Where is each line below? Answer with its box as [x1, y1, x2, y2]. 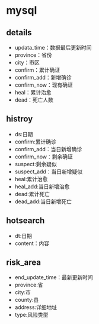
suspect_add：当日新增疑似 [14, 168, 83, 175]
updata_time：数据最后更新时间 [14, 44, 92, 51]
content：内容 [14, 240, 49, 247]
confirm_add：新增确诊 [14, 74, 72, 81]
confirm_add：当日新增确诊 [14, 145, 82, 152]
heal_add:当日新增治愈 [14, 183, 70, 190]
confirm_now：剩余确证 [14, 153, 73, 160]
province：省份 [14, 51, 52, 59]
